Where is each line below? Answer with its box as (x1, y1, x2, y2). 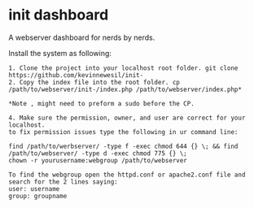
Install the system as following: (8, 48, 112, 58)
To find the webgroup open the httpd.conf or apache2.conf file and (8, 171, 246, 179)
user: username (8, 184, 60, 193)
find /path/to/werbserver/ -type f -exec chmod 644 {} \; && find (8, 142, 239, 150)
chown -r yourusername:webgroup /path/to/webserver (8, 156, 187, 164)
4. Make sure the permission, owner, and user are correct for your (8, 114, 246, 122)
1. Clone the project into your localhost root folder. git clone (8, 63, 239, 72)
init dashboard (8, 6, 109, 24)
